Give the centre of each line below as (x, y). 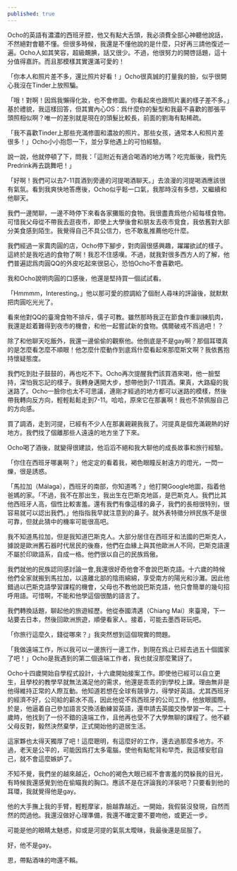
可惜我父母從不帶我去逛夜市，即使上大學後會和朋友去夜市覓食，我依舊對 (112, 221)
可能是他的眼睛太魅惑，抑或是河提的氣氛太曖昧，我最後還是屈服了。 (106, 830)
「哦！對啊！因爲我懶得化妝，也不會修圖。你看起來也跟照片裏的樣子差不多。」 (119, 100)
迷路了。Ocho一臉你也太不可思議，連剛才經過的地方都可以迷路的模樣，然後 (117, 391)
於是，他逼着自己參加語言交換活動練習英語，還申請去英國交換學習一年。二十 (119, 708)
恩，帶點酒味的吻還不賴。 (44, 860)
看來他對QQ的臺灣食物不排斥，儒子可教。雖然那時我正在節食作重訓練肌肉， (117, 317)
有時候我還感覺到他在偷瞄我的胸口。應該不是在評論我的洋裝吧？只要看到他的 (119, 782)
